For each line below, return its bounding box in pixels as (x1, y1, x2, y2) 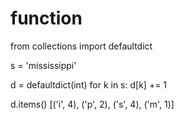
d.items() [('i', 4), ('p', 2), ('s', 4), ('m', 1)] (10, 98, 175, 110)
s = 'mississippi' (10, 59, 77, 71)
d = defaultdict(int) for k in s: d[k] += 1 (10, 78, 168, 91)
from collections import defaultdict (10, 40, 153, 52)
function (10, 7, 83, 30)
